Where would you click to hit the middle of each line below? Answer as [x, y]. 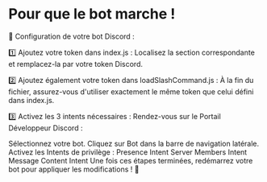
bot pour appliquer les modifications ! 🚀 [74, 169]
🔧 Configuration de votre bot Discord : [71, 36]
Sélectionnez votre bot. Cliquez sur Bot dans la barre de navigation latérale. [134, 143]
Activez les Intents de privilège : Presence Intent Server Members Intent [128, 152]
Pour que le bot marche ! [92, 14]
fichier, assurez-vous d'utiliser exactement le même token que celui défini [131, 91]
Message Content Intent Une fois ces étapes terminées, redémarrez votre [131, 160]
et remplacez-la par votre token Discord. [76, 64]
